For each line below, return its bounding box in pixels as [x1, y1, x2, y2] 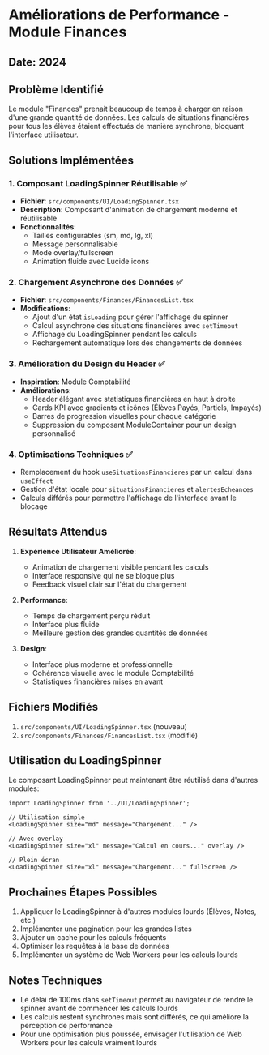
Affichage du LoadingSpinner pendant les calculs [32, 330, 197, 340]
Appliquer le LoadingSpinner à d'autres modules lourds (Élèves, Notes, [19, 907, 257, 916]
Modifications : [19, 304, 71, 314]
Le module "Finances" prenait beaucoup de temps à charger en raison [8, 104, 243, 114]
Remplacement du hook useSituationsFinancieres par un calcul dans [19, 467, 253, 476]
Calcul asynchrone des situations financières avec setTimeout [32, 321, 239, 331]
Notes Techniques [8, 973, 103, 987]
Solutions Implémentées [8, 153, 134, 167]
